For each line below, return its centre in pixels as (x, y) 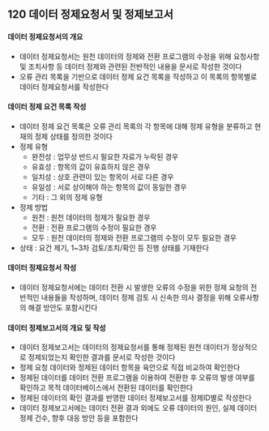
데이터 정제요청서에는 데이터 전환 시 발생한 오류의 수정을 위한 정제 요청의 (134, 287)
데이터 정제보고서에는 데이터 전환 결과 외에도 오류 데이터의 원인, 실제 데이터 (138, 408)
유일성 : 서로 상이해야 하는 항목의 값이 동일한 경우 (109, 187)
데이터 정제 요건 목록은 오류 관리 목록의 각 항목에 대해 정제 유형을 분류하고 (136, 126)
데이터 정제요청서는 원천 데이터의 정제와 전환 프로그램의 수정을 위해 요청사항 (139, 56)
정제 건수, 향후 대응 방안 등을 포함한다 (79, 418)
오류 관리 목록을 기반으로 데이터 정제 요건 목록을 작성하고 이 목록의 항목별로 (138, 76)
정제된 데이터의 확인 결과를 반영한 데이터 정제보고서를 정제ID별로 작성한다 (135, 398)
